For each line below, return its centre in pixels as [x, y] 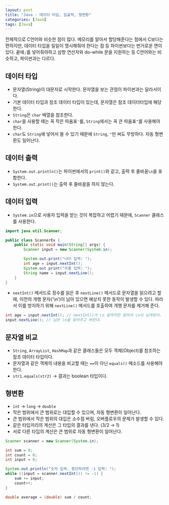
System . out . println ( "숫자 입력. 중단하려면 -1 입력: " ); [61, 469]
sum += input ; [29, 478]
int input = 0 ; [21, 460]
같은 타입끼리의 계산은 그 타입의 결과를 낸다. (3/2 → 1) [66, 425]
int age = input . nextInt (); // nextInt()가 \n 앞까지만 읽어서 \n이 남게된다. [84, 315]
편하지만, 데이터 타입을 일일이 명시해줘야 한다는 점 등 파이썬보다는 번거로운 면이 [84, 46]
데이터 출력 [22, 158]
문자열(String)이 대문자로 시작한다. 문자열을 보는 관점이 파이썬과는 [78, 89]
